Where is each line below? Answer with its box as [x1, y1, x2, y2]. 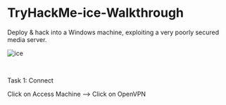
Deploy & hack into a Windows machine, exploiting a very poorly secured [7, 28, 220, 36]
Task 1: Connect [7, 76, 54, 85]
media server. [7, 35, 47, 43]
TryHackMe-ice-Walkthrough [7, 5, 184, 21]
